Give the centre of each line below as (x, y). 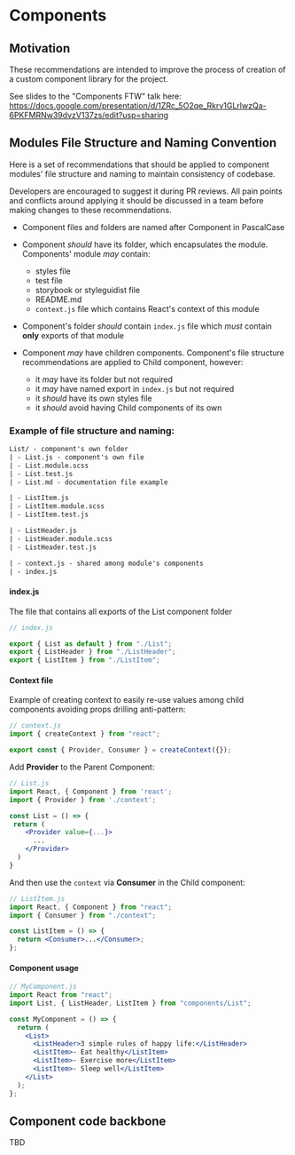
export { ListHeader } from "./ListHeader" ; (93, 652)
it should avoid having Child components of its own (128, 407)
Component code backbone (88, 1121)
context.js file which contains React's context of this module (147, 308)
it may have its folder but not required (104, 379)
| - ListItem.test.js (49, 515)
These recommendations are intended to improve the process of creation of (147, 69)
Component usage (44, 968)
